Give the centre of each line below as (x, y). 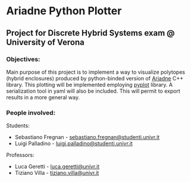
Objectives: (23, 59)
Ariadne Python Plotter (64, 11)
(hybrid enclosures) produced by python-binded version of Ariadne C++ (95, 78)
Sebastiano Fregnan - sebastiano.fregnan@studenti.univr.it (87, 137)
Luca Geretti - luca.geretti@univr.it (57, 167)
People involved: (31, 112)
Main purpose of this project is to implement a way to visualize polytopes (96, 72)
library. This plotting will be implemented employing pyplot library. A (90, 84)
